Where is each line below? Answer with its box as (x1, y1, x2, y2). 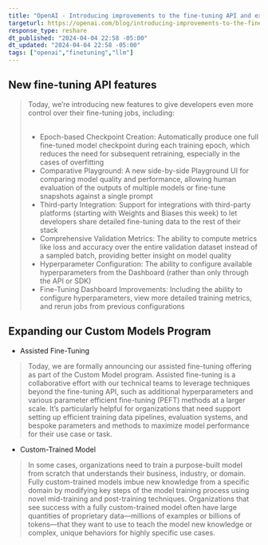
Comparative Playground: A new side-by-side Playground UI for (39, 165, 250, 176)
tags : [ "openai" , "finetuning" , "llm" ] (8, 49, 134, 57)
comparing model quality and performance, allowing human (39, 174, 237, 184)
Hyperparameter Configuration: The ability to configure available (39, 259, 253, 268)
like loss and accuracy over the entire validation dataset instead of (39, 242, 258, 251)
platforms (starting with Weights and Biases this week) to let (39, 208, 238, 218)
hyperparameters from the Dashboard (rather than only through (39, 267, 249, 277)
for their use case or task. (27, 428, 113, 439)
